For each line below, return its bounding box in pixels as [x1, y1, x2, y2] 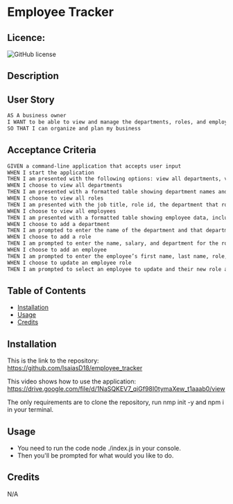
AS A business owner [7, 112, 67, 119]
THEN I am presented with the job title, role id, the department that [7, 201, 218, 208]
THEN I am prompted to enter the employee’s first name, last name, [7, 252, 209, 260]
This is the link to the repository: [7, 356, 99, 365]
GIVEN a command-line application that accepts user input [7, 162, 182, 170]
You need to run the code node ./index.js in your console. [17, 444, 182, 452]
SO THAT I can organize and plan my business [7, 125, 141, 132]
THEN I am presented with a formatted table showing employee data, [7, 214, 209, 221]
